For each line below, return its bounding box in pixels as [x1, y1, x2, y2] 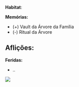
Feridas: [5, 57, 23, 63]
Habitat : [5, 5, 22, 10]
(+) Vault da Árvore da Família [12, 24, 74, 30]
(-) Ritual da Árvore [12, 29, 52, 35]
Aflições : [5, 44, 34, 52]
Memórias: [5, 14, 28, 20]
